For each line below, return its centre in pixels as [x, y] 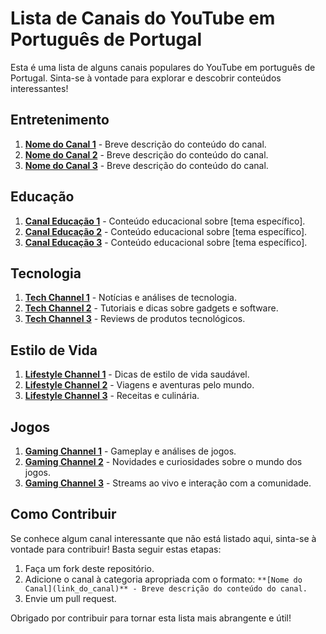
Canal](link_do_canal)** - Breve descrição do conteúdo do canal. [166, 588]
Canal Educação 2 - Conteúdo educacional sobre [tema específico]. [166, 231]
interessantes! [39, 88]
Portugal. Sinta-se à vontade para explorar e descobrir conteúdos [146, 78]
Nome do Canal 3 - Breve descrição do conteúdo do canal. [146, 165]
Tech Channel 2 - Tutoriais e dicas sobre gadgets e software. [151, 308]
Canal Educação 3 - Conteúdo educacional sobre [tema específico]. [166, 242]
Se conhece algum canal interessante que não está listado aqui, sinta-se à [163, 538]
